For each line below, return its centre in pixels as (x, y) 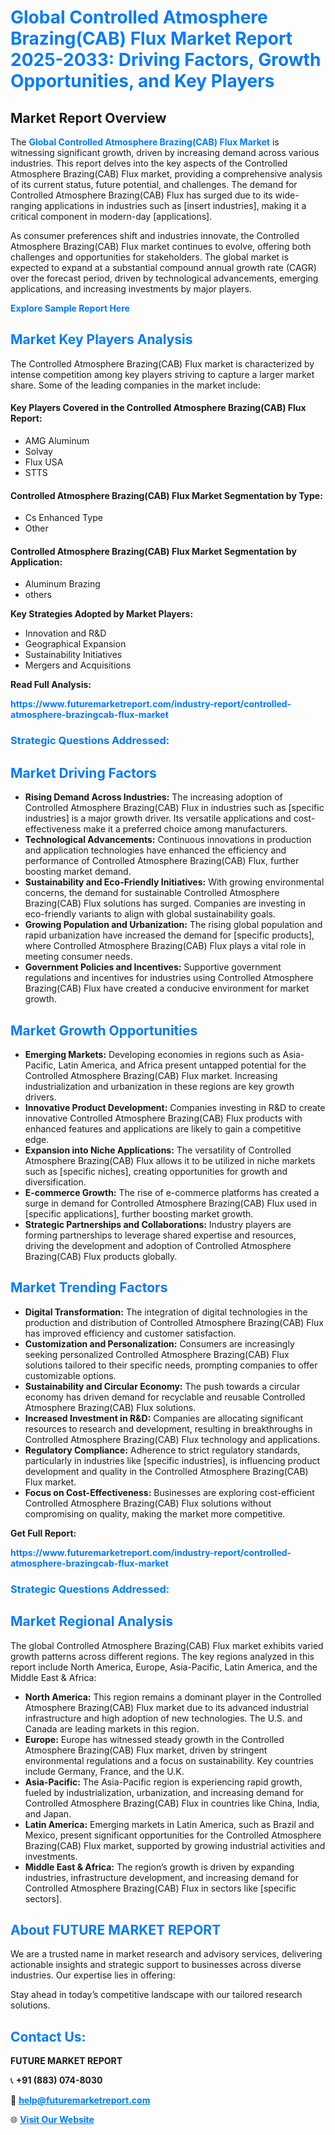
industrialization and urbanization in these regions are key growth (159, 1086)
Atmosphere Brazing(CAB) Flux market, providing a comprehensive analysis (166, 174)
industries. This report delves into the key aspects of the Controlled (149, 163)
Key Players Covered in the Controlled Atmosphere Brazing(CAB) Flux (158, 408)
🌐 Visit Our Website (52, 2120)
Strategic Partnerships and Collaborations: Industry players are (158, 1224)
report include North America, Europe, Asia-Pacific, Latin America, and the (164, 1667)
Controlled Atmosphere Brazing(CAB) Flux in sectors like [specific (160, 1888)
